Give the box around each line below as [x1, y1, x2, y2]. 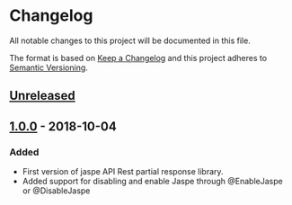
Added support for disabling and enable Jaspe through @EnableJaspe [22, 176, 283, 187]
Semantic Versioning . [9, 62, 88, 73]
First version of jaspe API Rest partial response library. [22, 166, 224, 177]
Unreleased [9, 88, 76, 103]
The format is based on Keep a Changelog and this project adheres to [9, 52, 268, 63]
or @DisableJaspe [22, 185, 91, 196]
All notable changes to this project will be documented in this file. [9, 35, 252, 46]
